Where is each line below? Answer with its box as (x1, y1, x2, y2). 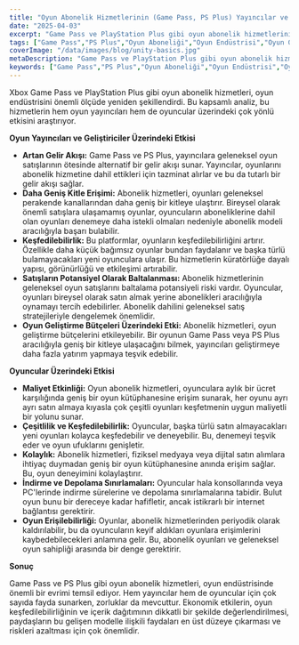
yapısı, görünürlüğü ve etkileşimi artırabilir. (21, 263, 178, 274)
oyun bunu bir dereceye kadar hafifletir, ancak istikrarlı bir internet (21, 496, 265, 507)
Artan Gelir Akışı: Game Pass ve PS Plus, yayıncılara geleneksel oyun (21, 149, 278, 160)
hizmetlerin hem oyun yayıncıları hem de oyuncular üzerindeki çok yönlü (9, 106, 274, 117)
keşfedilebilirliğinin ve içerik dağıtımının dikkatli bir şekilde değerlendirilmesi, (9, 606, 289, 617)
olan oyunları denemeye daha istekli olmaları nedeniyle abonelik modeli (21, 215, 283, 227)
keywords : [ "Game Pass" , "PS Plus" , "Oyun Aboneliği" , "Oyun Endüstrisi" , (9, 63, 280, 72)
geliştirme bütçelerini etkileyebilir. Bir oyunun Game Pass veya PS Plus (21, 329, 280, 340)
